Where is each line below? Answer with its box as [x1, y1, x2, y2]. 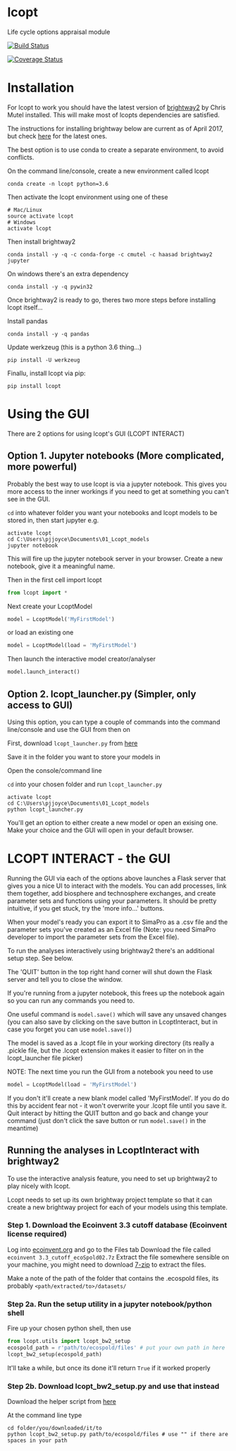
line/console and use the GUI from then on [7, 725, 130, 733]
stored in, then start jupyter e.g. [7, 516, 99, 524]
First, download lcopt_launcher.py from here [7, 739, 138, 747]
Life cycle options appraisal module [7, 28, 111, 36]
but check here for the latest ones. [7, 131, 108, 140]
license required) [7, 1229, 67, 1239]
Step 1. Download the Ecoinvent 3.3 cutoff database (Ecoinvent [7, 1220, 228, 1230]
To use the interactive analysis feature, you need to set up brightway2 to [7, 1174, 218, 1183]
